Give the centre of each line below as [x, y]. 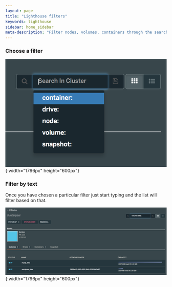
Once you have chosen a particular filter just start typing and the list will [81, 195]
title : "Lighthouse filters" [36, 16]
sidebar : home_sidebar [29, 27]
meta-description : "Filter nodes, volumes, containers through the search [87, 32]
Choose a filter [24, 51]
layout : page [19, 11]
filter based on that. [26, 201]
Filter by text [21, 184]
